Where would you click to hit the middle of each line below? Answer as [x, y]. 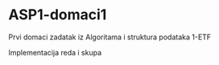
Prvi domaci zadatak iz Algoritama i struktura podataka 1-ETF [110, 37]
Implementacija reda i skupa [55, 52]
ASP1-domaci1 [58, 15]
